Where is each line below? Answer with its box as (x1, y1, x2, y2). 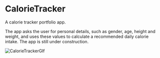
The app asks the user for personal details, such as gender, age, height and (5, 28, 156, 34)
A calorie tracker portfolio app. (5, 19, 66, 25)
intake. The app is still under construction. (5, 38, 89, 44)
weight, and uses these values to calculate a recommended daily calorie (5, 34, 149, 39)
